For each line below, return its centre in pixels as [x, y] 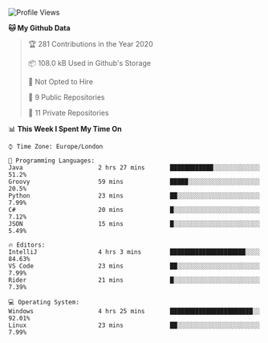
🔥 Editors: [27, 245]
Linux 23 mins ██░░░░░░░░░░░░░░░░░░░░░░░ [134, 325]
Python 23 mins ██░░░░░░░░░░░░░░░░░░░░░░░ [134, 196]
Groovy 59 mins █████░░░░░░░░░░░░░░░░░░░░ [134, 182]
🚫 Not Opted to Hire [61, 82]
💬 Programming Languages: [51, 161]
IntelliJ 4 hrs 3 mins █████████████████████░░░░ [134, 252]
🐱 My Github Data [39, 28]
